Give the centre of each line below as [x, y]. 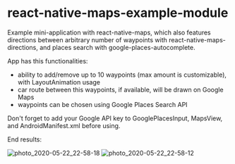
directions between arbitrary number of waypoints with [88, 39]
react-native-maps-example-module [118, 13]
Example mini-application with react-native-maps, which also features [109, 32]
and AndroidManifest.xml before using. [64, 125]
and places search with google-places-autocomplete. [117, 47]
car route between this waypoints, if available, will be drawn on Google [120, 89]
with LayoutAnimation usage [59, 82]
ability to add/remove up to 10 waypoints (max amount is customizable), [122, 75]
